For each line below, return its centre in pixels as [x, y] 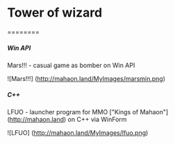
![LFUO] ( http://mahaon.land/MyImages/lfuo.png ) [78, 132]
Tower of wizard [55, 13]
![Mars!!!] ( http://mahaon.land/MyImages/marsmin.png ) [86, 78]
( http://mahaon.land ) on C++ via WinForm [67, 119]
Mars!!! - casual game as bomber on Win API [71, 65]
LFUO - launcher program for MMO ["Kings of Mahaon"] [88, 111]
